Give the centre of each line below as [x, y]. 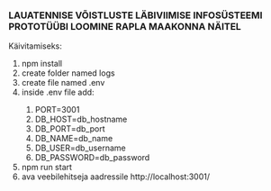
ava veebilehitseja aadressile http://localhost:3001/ [116, 177]
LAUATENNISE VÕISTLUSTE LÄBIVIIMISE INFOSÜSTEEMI [135, 15]
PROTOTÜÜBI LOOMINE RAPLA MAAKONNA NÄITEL [125, 26]
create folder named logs [68, 73]
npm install [42, 64]
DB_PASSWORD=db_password [92, 158]
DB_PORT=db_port [70, 129]
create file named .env [63, 83]
